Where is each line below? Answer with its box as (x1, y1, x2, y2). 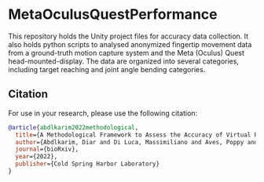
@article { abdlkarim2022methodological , (8, 123, 139, 131)
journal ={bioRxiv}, (15, 145, 79, 154)
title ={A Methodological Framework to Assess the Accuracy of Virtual (15, 131, 251, 139)
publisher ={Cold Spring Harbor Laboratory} (15, 160, 159, 168)
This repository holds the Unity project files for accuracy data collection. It (8, 31, 249, 41)
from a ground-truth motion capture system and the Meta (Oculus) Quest (8, 48, 245, 57)
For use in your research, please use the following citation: (8, 108, 198, 118)
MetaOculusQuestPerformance (8, 5, 218, 24)
